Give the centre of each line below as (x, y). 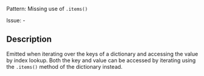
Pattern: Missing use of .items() (47, 9)
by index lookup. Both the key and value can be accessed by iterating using (101, 60)
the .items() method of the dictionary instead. (65, 66)
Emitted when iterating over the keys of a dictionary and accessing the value (102, 54)
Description (29, 40)
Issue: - (16, 20)
